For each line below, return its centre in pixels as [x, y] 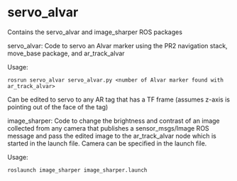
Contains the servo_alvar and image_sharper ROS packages [95, 32]
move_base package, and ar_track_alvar [66, 53]
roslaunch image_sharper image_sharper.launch [77, 170]
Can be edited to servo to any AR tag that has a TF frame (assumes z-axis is [119, 99]
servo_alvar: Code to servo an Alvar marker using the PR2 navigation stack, [118, 45]
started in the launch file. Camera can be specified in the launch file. [107, 143]
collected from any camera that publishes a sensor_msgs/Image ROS [108, 128]
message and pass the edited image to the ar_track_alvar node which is [112, 136]
